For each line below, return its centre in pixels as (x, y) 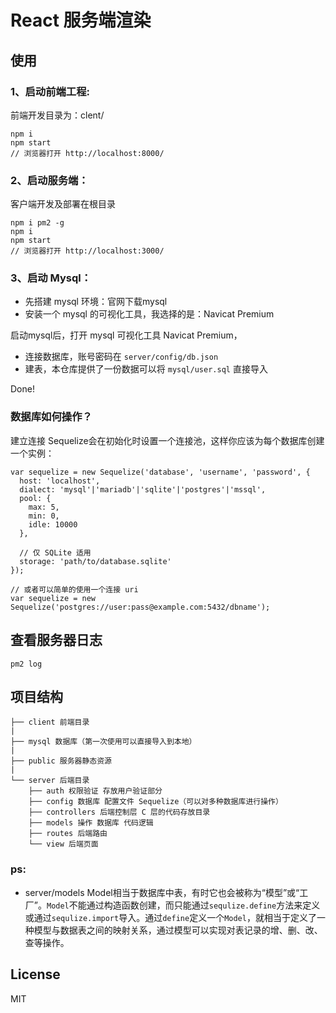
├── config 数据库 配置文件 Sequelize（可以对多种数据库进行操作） (155, 802)
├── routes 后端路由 (68, 834)
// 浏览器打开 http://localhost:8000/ (87, 153)
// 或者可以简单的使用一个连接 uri (74, 589)
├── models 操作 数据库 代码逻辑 (91, 823)
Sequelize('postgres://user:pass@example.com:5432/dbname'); (140, 607)
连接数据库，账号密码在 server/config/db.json (121, 357)
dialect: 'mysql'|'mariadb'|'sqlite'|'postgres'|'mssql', (143, 489)
